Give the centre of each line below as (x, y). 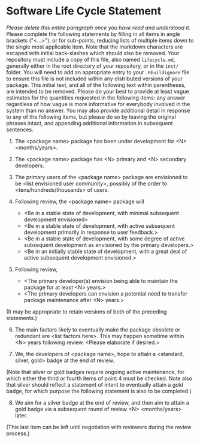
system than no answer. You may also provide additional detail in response (98, 110)
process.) (18, 433)
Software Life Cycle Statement (84, 11)
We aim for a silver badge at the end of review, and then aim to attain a (102, 402)
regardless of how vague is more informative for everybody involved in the (98, 104)
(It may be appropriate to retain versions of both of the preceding (87, 311)
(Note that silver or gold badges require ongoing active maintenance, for (96, 372)
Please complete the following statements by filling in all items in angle (93, 34)
